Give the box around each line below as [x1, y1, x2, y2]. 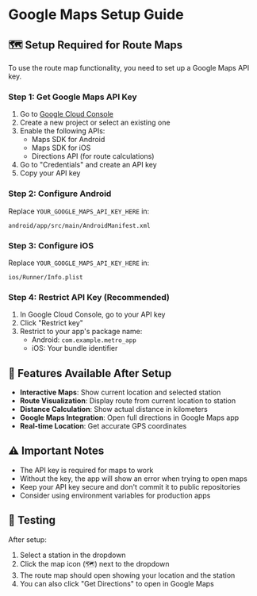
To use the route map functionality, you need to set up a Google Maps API [8, 63, 250, 72]
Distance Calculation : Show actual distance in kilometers [19, 405, 208, 413]
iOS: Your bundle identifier [31, 344, 118, 353]
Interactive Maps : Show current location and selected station [19, 387, 221, 397]
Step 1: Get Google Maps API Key [8, 91, 137, 102]
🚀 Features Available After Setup [8, 367, 172, 380]
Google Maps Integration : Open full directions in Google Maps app [19, 413, 240, 422]
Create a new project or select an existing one [19, 117, 171, 128]
